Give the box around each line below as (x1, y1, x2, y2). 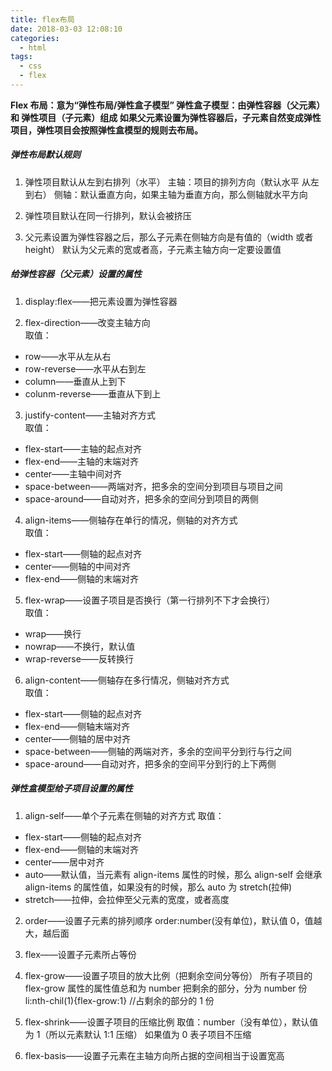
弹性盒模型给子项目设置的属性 (10, 782, 133, 795)
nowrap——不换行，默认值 (24, 640, 136, 652)
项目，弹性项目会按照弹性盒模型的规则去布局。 (10, 124, 203, 136)
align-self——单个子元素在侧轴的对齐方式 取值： (24, 809, 225, 821)
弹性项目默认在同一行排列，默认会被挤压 (24, 209, 192, 221)
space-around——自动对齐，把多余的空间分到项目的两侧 (24, 492, 259, 505)
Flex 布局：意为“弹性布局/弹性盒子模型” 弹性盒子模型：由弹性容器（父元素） (10, 99, 326, 111)
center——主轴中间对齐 (24, 467, 123, 480)
